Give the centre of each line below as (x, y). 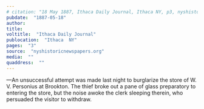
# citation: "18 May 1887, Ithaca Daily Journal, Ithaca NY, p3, (90, 12)
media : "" (20, 57)
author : (16, 23)
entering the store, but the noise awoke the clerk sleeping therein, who (95, 93)
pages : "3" (21, 46)
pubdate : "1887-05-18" (36, 18)
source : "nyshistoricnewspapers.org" (55, 51)
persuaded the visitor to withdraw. (49, 99)
